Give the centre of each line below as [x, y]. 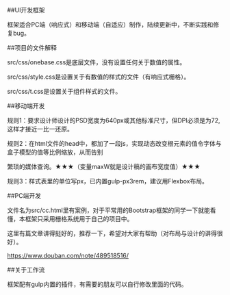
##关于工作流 [26, 270]
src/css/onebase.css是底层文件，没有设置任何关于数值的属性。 [97, 62]
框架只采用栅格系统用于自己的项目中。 [79, 219]
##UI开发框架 [26, 10]
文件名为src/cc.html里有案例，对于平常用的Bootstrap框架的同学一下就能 [109, 210]
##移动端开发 [26, 106]
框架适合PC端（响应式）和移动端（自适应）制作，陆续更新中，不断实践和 [110, 25]
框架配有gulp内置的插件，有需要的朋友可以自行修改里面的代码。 [97, 284]
